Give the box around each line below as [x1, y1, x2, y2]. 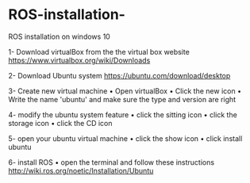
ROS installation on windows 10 [8, 32, 111, 41]
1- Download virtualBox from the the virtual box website [8, 47, 190, 56]
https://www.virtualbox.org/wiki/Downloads [8, 55, 151, 65]
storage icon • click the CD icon [8, 118, 113, 128]
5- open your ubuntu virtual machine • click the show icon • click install [8, 133, 243, 143]
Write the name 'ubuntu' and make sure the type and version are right [8, 94, 237, 104]
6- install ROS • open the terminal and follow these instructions [8, 157, 215, 167]
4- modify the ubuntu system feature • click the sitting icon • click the [8, 109, 238, 120]
